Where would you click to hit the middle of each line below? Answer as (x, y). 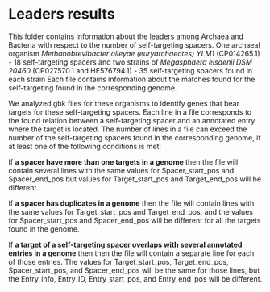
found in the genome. (44, 229)
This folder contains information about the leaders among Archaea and (126, 36)
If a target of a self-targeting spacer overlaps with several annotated (125, 244)
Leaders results (62, 14)
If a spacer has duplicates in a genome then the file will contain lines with (131, 203)
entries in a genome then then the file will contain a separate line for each (131, 253)
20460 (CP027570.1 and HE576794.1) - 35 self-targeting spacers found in (131, 70)
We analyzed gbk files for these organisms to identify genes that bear (124, 103)
